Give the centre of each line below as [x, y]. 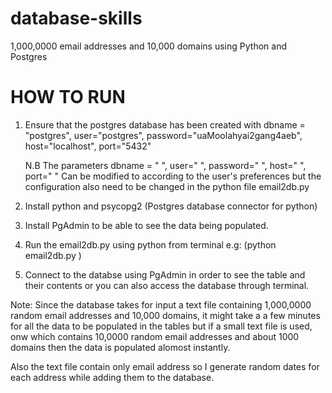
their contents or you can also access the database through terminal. [167, 285]
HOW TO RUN [68, 97]
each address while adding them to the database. [112, 377]
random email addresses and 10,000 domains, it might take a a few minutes [165, 315]
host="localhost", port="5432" [88, 146]
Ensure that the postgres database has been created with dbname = [165, 124]
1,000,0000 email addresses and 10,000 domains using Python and [148, 46]
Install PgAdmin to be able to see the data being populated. [146, 225]
